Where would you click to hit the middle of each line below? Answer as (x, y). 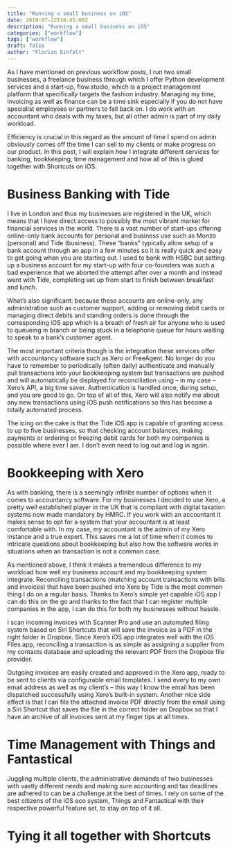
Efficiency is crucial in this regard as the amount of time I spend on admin (112, 136)
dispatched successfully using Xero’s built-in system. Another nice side (109, 694)
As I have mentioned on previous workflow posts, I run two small (99, 72)
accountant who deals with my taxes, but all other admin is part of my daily (114, 116)
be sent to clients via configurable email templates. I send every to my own (114, 680)
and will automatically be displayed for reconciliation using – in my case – (111, 380)
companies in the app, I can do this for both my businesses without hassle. (114, 609)
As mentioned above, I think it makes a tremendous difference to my (105, 565)
